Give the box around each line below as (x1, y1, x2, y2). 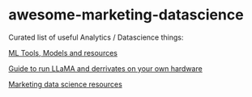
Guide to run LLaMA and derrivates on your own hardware (8, 63, 203, 74)
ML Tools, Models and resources (8, 48, 117, 57)
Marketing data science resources (8, 79, 123, 89)
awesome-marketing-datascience (8, 6, 245, 24)
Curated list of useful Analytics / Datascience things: (8, 32, 184, 42)
